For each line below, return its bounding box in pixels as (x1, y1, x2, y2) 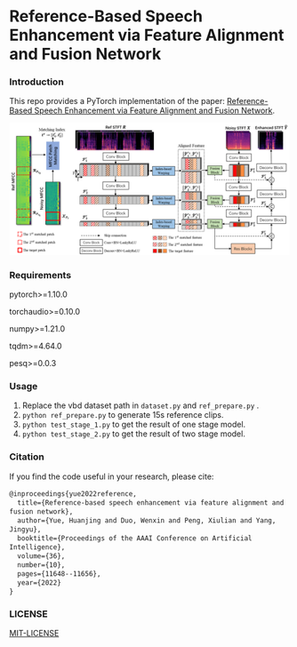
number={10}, (17, 560, 66, 570)
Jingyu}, (9, 524, 42, 534)
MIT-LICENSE (9, 627, 60, 638)
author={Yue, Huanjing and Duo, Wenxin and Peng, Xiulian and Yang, (17, 515, 277, 525)
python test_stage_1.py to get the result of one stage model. (21, 419, 246, 430)
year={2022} (17, 578, 62, 587)
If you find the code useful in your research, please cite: (9, 471, 214, 482)
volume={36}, (17, 551, 66, 561)
